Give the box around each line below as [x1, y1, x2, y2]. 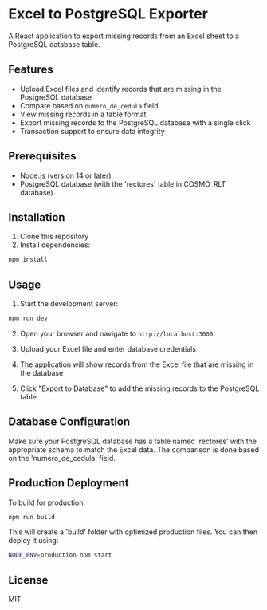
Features [8, 63, 53, 77]
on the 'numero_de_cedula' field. [8, 453, 116, 462]
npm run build [8, 513, 56, 521]
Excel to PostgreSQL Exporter [8, 5, 209, 23]
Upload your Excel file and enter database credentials [19, 344, 197, 353]
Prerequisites [8, 149, 77, 163]
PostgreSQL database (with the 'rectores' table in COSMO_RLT [19, 179, 226, 188]
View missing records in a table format [19, 109, 147, 119]
